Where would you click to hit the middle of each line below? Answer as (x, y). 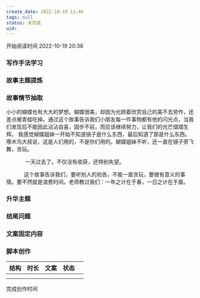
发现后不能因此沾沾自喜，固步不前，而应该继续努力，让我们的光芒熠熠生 (100, 127)
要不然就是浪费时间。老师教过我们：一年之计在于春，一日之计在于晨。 (102, 182)
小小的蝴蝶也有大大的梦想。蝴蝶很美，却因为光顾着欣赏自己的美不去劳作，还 (100, 112)
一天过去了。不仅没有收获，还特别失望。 (75, 162)
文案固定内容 (25, 234)
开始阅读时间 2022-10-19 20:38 (45, 46)
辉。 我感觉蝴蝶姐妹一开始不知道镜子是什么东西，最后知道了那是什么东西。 (98, 134)
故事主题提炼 (25, 80)
